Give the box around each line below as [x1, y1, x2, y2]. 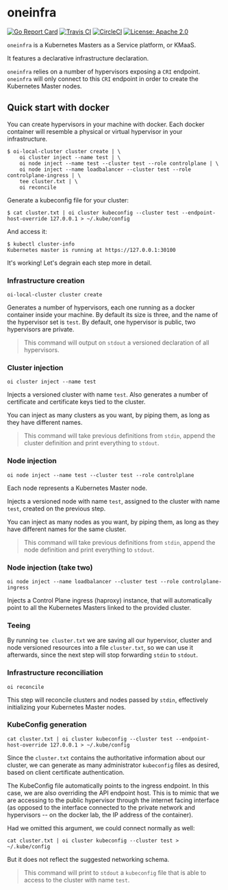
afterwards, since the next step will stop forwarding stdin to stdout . [7, 651, 199, 659]
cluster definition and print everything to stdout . [23, 439, 160, 447]
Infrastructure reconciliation [7, 668, 103, 677]
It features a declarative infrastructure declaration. [7, 54, 149, 62]
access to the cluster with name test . [23, 876, 130, 884]
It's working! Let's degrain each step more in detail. [7, 259, 152, 267]
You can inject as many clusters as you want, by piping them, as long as [7, 411, 210, 419]
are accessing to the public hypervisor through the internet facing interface [7, 796, 220, 804]
